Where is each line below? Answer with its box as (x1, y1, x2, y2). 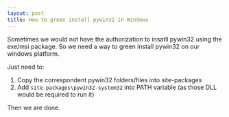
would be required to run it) (16, 90, 95, 99)
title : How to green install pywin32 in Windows (7, 16, 149, 23)
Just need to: (7, 63, 45, 71)
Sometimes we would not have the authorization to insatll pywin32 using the (7, 35, 223, 43)
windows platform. (7, 49, 60, 58)
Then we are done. (7, 103, 60, 112)
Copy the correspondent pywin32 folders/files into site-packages (16, 76, 202, 84)
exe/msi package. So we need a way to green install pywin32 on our (7, 42, 200, 50)
